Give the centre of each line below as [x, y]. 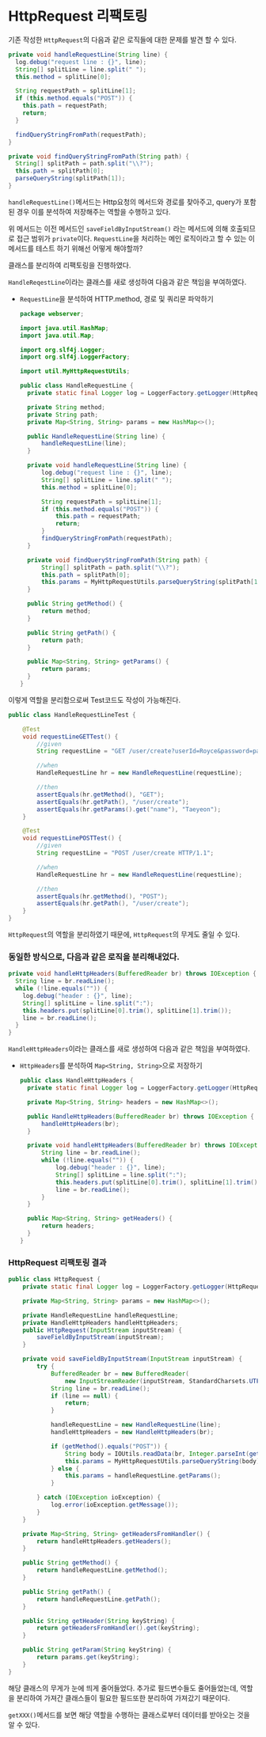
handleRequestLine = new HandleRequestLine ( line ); [136, 1425]
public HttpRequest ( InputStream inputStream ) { [102, 1330]
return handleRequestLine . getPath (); [99, 1599]
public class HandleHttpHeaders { [76, 1081]
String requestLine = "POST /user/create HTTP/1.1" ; [125, 853]
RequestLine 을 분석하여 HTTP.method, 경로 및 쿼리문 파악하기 [116, 298]
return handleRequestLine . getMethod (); [103, 1570]
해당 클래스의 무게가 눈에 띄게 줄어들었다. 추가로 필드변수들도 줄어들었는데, [123, 1688]
